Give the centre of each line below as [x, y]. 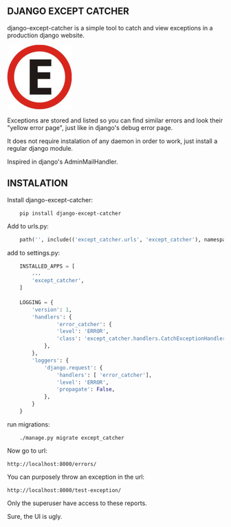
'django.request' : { [73, 367]
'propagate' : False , [86, 389]
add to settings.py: [34, 252]
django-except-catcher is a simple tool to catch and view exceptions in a [110, 28]
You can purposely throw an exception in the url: [76, 477]
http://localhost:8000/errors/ [52, 464]
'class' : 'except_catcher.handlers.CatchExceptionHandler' [142, 339]
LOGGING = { [36, 302]
